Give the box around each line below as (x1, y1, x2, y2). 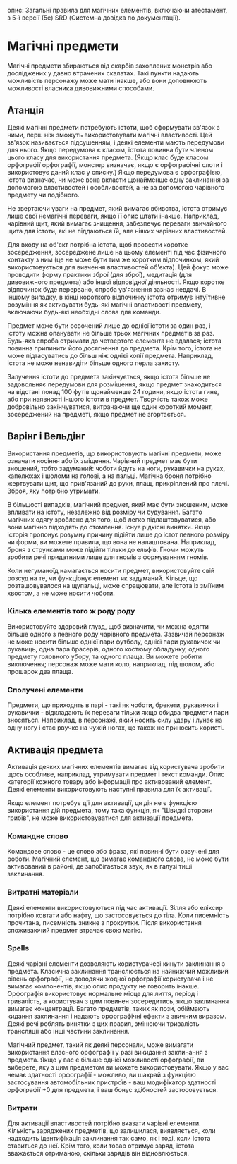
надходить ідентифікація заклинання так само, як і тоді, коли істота (7, 1134, 211, 1143)
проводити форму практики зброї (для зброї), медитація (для (7, 270, 193, 278)
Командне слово (7, 831, 68, 841)
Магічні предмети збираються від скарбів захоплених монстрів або (7, 61, 213, 70)
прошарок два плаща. (7, 667, 74, 675)
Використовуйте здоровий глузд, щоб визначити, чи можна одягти (7, 622, 209, 630)
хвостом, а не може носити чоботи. (7, 589, 115, 597)
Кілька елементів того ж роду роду (7, 606, 135, 616)
